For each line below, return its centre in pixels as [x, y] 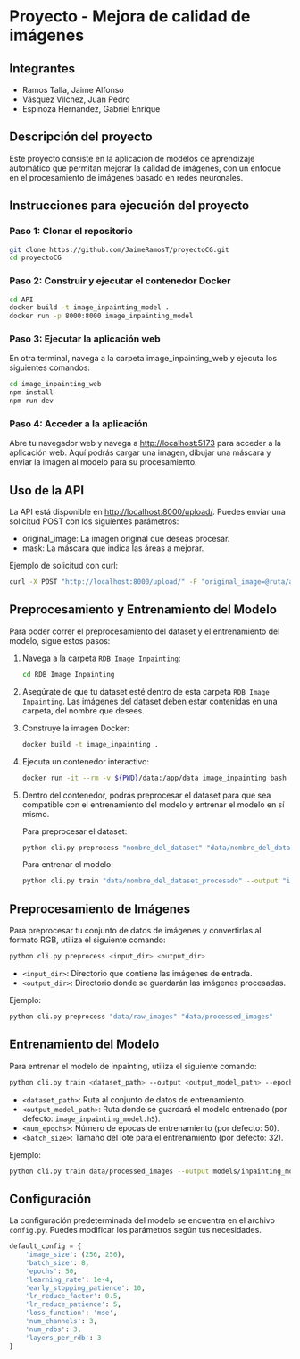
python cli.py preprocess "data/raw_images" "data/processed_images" [142, 1017]
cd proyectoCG [36, 258]
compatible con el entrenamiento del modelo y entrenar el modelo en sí [153, 804]
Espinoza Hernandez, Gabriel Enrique [91, 109]
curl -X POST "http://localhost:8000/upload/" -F [104, 582]
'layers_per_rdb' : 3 [63, 1338]
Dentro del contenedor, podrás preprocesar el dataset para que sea [146, 795]
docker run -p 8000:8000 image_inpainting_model [101, 316]
